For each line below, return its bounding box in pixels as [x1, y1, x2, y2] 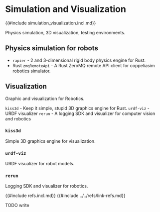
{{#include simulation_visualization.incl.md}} [5, 20, 96, 26]
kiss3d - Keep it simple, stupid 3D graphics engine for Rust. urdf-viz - [5, 105, 150, 111]
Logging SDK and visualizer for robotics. [5, 183, 88, 189]
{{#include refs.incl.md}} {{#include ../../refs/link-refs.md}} [5, 193, 126, 199]
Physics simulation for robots [5, 44, 99, 53]
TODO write [5, 203, 29, 209]
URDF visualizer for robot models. [5, 161, 75, 167]
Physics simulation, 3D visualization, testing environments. [5, 29, 126, 35]
